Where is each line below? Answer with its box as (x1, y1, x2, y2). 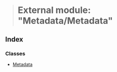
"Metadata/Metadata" (17, 15, 113, 26)
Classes (5, 50, 26, 57)
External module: (17, 4, 91, 16)
